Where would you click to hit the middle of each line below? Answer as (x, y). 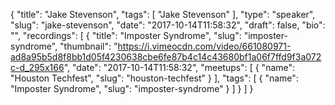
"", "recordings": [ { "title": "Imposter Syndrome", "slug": (126, 35)
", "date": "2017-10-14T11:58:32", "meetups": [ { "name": (179, 67)
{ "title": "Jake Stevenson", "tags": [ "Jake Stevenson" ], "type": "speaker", (163, 14)
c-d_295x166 (37, 67)
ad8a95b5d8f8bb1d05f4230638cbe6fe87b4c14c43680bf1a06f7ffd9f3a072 (166, 57)
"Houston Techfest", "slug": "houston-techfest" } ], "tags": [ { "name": (154, 78)
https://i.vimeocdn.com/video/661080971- (204, 46)
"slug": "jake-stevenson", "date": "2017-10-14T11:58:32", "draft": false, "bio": (168, 25)
